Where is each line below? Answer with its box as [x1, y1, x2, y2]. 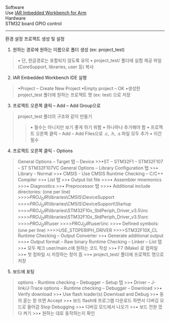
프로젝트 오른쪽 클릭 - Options [12, 148, 73, 154]
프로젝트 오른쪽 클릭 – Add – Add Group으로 [12, 103, 101, 108]
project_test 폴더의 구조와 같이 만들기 [17, 113, 93, 119]
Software [5, 5, 24, 10]
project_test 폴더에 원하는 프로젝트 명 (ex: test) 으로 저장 [17, 92, 131, 98]
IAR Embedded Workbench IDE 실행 [12, 75, 87, 80]
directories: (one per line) [17, 189, 71, 195]
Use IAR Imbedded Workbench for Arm [5, 10, 87, 16]
